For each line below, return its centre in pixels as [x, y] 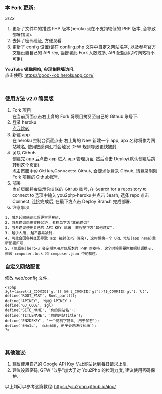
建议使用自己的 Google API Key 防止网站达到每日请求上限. [70, 364]
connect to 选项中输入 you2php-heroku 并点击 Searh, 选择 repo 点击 [81, 195]
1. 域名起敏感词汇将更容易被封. [33, 217]
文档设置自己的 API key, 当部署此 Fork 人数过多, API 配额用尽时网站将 [81, 53]
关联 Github [24, 153]
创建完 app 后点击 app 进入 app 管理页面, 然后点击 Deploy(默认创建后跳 [84, 158]
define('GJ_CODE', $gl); [30, 305]
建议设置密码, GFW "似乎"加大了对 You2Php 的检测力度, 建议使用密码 [81, 370]
